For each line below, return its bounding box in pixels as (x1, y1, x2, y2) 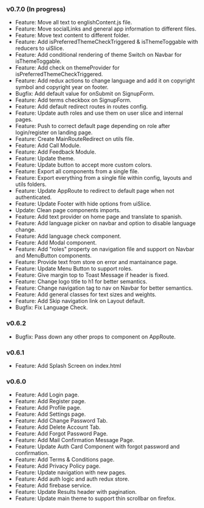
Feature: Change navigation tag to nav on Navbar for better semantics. (15, 284, 194, 292)
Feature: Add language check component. (15, 232, 122, 240)
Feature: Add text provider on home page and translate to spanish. (15, 213, 183, 221)
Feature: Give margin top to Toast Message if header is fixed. (15, 271, 169, 279)
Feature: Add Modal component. (15, 239, 97, 246)
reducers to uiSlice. (15, 45, 65, 52)
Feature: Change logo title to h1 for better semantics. (15, 278, 148, 285)
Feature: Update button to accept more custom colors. (15, 161, 153, 169)
